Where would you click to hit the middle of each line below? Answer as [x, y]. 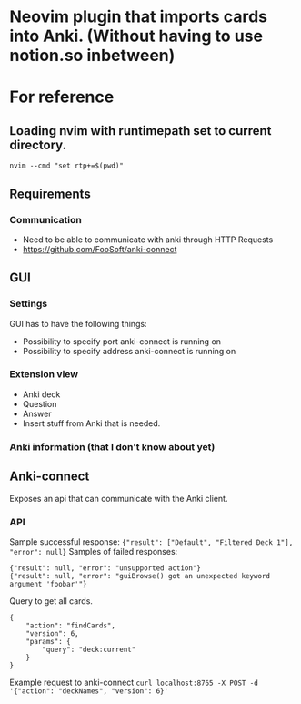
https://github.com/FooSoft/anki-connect [100, 249]
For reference [62, 97]
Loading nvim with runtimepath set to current [140, 131]
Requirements [50, 194]
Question [40, 403]
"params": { [48, 641]
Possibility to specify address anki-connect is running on [129, 351]
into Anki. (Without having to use [136, 36]
